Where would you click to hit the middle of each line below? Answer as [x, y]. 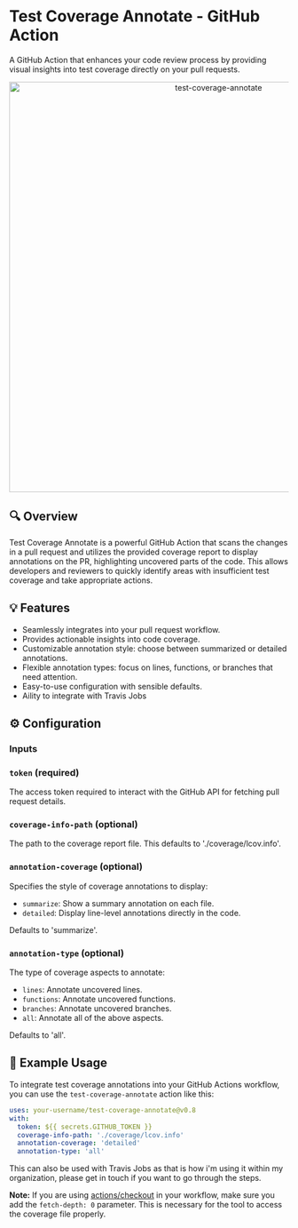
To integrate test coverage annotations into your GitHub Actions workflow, [145, 1084]
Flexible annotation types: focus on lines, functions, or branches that [147, 667]
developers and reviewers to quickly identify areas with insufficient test [139, 570]
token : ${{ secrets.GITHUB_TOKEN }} [85, 1127]
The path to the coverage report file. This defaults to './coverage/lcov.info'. [145, 844]
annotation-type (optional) [67, 953]
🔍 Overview [43, 517]
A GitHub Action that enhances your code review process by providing [138, 60]
